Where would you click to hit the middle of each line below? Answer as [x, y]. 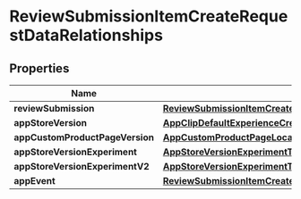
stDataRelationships [86, 35]
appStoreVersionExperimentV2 [82, 166]
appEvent [34, 181]
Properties [39, 68]
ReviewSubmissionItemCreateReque [149, 17]
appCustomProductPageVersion [84, 137]
